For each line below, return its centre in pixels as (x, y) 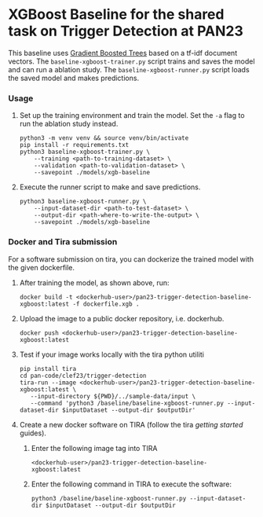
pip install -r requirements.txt (74, 145)
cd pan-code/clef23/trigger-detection (83, 376)
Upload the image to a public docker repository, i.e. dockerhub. (122, 318)
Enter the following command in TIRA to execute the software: (131, 484)
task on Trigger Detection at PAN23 (126, 31)
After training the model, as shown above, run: (95, 282)
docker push (39, 333)
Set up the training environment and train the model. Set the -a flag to (132, 115)
